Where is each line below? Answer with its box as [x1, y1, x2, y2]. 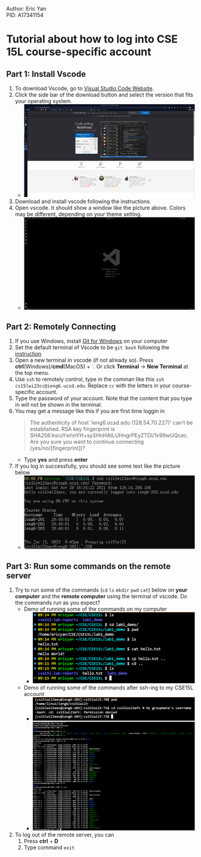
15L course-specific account [6, 45, 151, 59]
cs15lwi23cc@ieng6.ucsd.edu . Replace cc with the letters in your [14, 382, 172, 389]
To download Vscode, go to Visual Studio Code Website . [14, 85, 154, 92]
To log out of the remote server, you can [14, 831, 115, 838]
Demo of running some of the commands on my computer [23, 605, 167, 613]
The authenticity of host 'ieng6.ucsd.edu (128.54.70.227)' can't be [29, 419, 193, 426]
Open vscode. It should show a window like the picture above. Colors [14, 204, 186, 211]
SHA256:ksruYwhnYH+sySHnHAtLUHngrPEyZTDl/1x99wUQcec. [29, 432, 189, 439]
